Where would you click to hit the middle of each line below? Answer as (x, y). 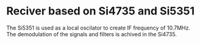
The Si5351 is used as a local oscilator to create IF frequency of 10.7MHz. (98, 28)
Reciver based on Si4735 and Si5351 (101, 11)
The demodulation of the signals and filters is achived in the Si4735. (91, 34)
